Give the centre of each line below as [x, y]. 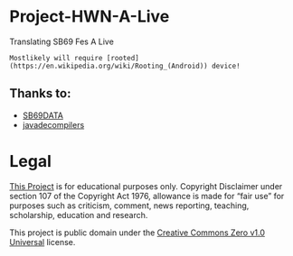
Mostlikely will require [56, 58]
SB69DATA [43, 115]
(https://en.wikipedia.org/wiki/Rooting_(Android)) [109, 66]
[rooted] [123, 58]
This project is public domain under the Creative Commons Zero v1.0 [137, 233]
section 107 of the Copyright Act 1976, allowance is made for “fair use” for [147, 196]
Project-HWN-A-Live [90, 17]
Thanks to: [40, 93]
